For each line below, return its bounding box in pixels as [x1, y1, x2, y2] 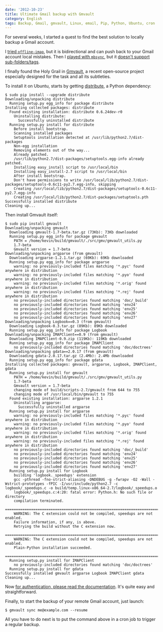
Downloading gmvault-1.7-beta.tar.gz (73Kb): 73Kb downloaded [9, 230, 138, 235]
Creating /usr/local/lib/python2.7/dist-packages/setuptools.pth [14, 195, 149, 200]
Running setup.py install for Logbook [9, 469, 88, 474]
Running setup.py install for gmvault [9, 371, 88, 376]
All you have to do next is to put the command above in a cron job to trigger [5, 616, 156, 622]
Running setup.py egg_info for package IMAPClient [9, 341, 114, 346]
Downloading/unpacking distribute [5, 97, 75, 102]
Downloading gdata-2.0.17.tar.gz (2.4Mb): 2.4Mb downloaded [9, 354, 133, 359]
